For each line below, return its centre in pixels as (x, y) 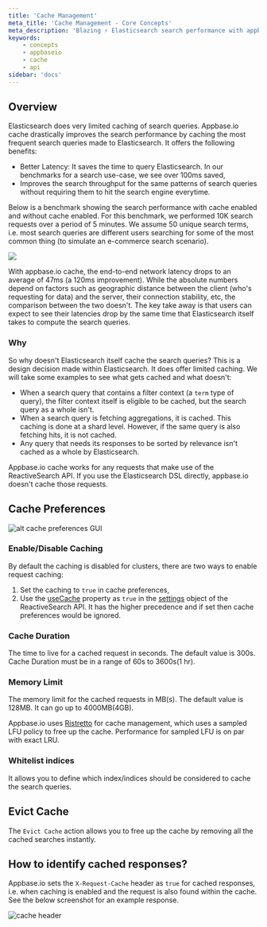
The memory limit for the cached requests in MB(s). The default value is (126, 700)
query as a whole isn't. (57, 409)
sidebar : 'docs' (35, 75)
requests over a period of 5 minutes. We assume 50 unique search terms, (128, 224)
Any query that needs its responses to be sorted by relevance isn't (129, 443)
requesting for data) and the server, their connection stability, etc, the (122, 297)
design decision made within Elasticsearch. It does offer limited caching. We (133, 368)
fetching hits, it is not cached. (68, 435)
